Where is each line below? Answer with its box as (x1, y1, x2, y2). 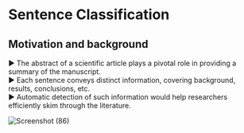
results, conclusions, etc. (8, 84, 91, 93)
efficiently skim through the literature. (8, 101, 131, 110)
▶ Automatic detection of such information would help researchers (8, 92, 228, 101)
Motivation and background (8, 37, 149, 51)
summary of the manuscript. (8, 67, 101, 76)
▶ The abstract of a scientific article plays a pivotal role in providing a (8, 58, 237, 68)
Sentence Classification (8, 6, 170, 24)
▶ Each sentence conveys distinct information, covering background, (8, 76, 236, 84)
